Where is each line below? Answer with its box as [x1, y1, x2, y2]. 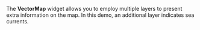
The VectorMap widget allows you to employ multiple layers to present [6, 5, 183, 12]
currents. [6, 18, 29, 25]
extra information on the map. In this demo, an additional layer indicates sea [6, 11, 195, 19]
